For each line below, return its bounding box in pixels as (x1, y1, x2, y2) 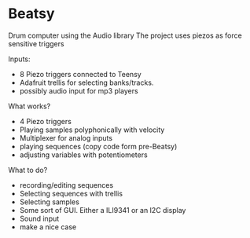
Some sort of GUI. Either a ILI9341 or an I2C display (19, 205, 186, 214)
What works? (8, 101, 51, 111)
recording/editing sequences (19, 180, 114, 189)
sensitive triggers (8, 38, 64, 48)
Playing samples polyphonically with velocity (19, 125, 165, 134)
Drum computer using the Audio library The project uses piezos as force (8, 31, 242, 40)
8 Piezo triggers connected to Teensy (19, 69, 142, 79)
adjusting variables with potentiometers (19, 150, 148, 159)
